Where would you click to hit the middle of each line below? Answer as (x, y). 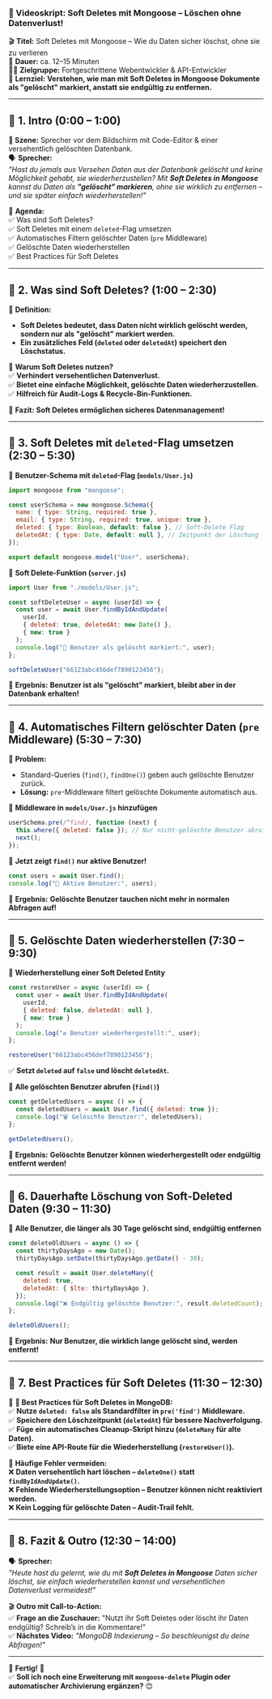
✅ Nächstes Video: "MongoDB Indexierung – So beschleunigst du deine (129, 1636)
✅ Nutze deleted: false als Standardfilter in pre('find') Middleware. (127, 1411)
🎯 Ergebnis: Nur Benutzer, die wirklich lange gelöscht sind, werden (123, 1341)
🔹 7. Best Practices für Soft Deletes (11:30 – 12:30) (136, 1383)
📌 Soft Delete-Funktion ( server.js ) (68, 572)
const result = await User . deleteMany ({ (85, 1274)
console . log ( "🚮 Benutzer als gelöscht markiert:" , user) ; (116, 647)
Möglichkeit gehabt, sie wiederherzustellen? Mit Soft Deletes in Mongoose (134, 179)
